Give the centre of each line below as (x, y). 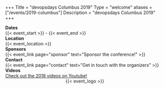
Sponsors (16, 49)
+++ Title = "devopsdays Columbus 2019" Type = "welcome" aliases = (79, 7)
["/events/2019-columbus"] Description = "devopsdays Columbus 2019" (80, 13)
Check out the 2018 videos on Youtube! (46, 76)
